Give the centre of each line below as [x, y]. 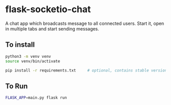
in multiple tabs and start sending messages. [52, 28]
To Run [17, 86]
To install [20, 45]
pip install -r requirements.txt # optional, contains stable [77, 70]
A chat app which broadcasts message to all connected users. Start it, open [85, 23]
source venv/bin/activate [33, 61]
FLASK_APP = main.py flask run [36, 98]
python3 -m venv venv [28, 56]
